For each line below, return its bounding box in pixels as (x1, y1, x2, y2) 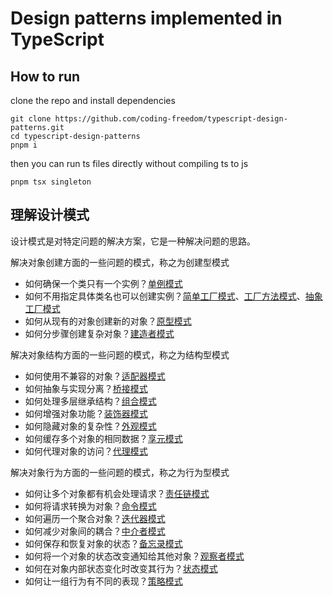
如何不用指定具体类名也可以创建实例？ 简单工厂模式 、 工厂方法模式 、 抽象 (24, 290, 323, 302)
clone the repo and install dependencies (10, 95, 176, 106)
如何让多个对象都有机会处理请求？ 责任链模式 (24, 487, 210, 499)
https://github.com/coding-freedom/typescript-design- (54, 114, 288, 124)
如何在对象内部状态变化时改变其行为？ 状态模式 (24, 562, 218, 574)
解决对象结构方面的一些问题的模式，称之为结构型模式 (10, 348, 230, 361)
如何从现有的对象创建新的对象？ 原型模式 (24, 315, 192, 327)
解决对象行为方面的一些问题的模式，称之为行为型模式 (10, 466, 230, 478)
